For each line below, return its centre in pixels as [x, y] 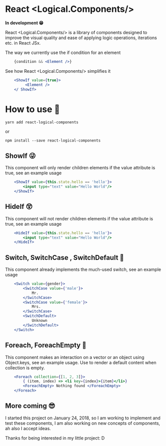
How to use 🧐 [33, 109]
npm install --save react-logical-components [53, 141]
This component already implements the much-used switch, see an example [83, 270]
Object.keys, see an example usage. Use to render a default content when [81, 362]
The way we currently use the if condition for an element [63, 52]
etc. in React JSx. [23, 43]
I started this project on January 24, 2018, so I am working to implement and [83, 418]
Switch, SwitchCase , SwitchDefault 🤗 [65, 258]
